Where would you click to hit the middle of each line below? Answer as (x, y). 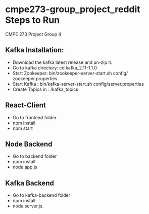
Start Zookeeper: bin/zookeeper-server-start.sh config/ (70, 73)
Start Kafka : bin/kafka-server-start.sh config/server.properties (78, 84)
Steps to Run (32, 20)
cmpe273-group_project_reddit (73, 9)
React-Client (26, 105)
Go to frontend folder (35, 117)
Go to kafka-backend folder (41, 195)
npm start (22, 128)
